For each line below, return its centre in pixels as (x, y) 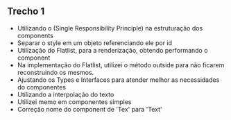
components (35, 35)
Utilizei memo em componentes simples (74, 102)
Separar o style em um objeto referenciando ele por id (94, 43)
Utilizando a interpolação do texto (66, 94)
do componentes (42, 87)
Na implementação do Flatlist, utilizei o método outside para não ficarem (121, 65)
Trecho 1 (26, 11)
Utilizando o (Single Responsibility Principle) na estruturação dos (110, 28)
